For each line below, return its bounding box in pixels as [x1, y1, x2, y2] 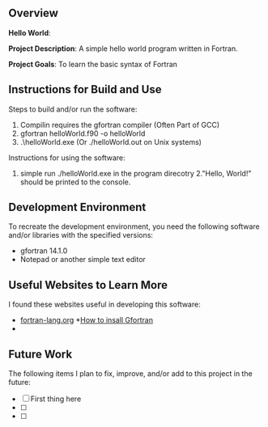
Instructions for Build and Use [8, 82, 162, 96]
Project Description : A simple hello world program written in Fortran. [8, 44, 238, 53]
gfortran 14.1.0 [19, 246, 68, 256]
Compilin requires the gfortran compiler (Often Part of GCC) [19, 120, 220, 129]
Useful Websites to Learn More [8, 278, 168, 292]
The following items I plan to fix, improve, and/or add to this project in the [8, 369, 253, 378]
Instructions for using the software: [8, 153, 125, 163]
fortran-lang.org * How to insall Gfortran [19, 315, 154, 325]
